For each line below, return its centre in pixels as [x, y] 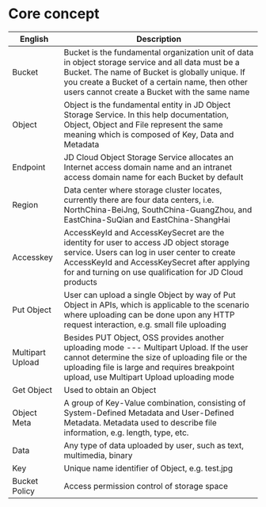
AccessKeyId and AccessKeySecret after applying [157, 262]
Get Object [32, 390]
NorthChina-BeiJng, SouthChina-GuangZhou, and [158, 209]
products [80, 282]
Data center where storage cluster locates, [143, 189]
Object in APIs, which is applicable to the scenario [156, 304]
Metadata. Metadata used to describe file [141, 422]
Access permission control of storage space [146, 486]
